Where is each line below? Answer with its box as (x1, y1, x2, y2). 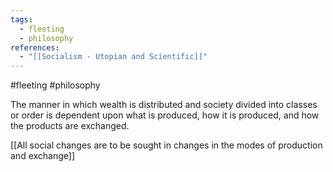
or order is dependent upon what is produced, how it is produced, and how (10, 109, 320, 121)
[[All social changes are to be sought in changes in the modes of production (10, 139, 323, 151)
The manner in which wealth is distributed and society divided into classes (10, 99, 318, 111)
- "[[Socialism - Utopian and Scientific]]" (19, 52, 208, 62)
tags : (10, 14, 33, 25)
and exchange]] (10, 150, 76, 162)
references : (10, 42, 60, 53)
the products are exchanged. (10, 120, 130, 132)
